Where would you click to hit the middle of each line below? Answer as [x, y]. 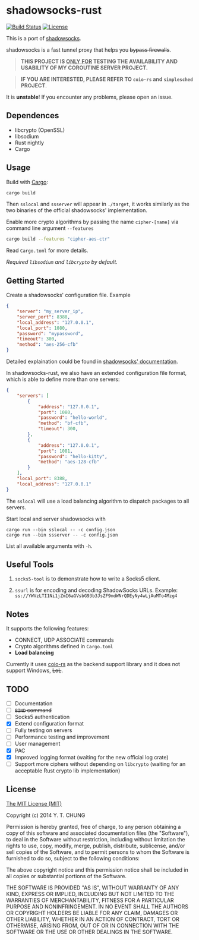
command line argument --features [50, 228]
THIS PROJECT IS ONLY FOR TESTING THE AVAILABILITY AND [99, 61]
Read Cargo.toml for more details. [47, 251]
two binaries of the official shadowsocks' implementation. [77, 210]
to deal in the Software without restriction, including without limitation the [96, 839]
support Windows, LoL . [35, 671]
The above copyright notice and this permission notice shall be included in [97, 870]
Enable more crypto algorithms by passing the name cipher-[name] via [92, 222]
